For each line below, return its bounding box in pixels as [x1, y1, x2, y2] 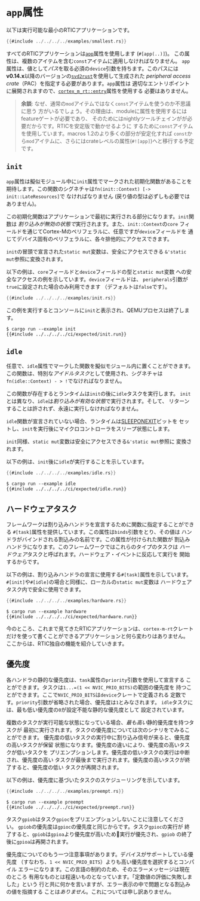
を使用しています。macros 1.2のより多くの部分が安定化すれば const [20, 130, 187, 137]
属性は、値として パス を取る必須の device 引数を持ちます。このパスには [6, 65, 179, 72]
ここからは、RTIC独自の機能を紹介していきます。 [6, 640, 128, 647]
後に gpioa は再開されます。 [6, 838, 72, 845]
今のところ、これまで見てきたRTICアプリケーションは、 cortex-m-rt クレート [6, 625, 194, 632]
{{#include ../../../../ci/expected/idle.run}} [6, 486, 127, 492]
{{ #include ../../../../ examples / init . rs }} [6, 295, 116, 301]
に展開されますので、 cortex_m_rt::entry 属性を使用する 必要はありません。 [6, 87, 192, 94]
